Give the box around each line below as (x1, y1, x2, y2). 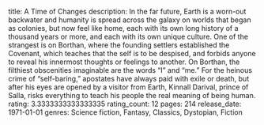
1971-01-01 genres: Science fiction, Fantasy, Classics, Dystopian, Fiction (8, 108, 243, 117)
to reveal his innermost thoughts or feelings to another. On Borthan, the (8, 57, 240, 66)
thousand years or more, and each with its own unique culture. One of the (8, 32, 249, 41)
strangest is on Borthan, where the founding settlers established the (8, 40, 230, 50)
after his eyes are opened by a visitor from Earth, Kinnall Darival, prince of (8, 82, 249, 92)
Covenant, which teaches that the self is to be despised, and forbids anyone (8, 49, 256, 58)
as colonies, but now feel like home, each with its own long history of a (8, 24, 239, 32)
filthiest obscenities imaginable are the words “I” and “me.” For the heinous (8, 66, 253, 74)
